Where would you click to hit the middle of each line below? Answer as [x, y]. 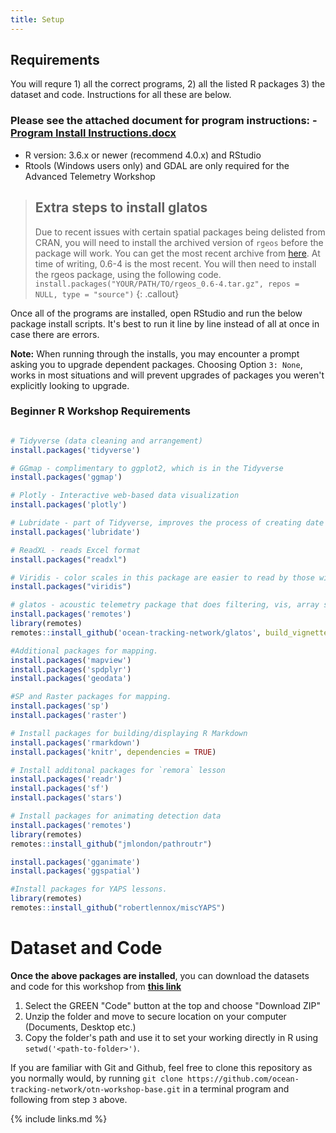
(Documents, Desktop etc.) [80, 1027]
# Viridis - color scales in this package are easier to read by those [162, 577]
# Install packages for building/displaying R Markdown [129, 733]
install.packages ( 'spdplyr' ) [71, 669]
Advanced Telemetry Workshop [90, 176]
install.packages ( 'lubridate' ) [75, 532]
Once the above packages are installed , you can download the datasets [160, 975]
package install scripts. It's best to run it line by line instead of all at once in [165, 323]
